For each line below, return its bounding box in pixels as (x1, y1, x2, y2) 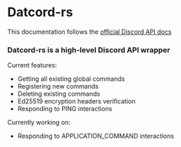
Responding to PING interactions (17, 105, 113, 113)
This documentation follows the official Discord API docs (7, 27, 172, 36)
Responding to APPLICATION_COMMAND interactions (17, 132, 175, 141)
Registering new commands (17, 82, 99, 91)
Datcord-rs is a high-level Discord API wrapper (7, 45, 170, 55)
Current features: (7, 61, 58, 70)
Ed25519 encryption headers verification (17, 97, 136, 106)
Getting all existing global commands (17, 75, 125, 83)
